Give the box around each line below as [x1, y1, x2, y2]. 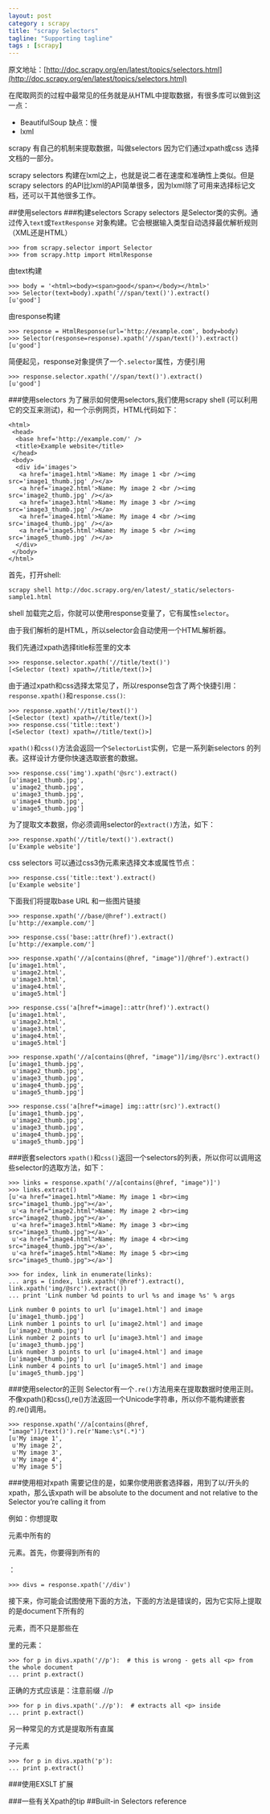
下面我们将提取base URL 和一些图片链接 [8, 896, 141, 906]
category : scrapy [8, 19, 70, 27]
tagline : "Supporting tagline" [8, 34, 113, 43]
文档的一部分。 [8, 154, 58, 163]
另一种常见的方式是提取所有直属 [8, 1724, 114, 1733]
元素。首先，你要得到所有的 [8, 1547, 100, 1558]
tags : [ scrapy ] [8, 42, 63, 50]
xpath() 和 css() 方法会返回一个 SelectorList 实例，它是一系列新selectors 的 [8, 743, 255, 753]
